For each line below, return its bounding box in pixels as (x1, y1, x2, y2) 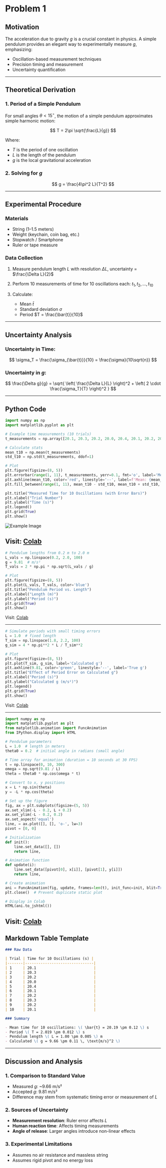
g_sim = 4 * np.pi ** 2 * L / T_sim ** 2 (5, 643, 83, 648)
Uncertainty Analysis (5, 331, 72, 339)
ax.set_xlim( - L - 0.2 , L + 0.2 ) (5, 807, 72, 812)
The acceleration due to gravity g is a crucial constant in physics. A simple (5, 36, 157, 42)
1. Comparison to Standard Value (5, 1072, 85, 1079)
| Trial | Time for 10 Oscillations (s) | (5, 956, 94, 961)
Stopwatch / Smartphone (12, 237, 63, 243)
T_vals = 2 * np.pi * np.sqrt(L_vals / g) (5, 564, 94, 569)
